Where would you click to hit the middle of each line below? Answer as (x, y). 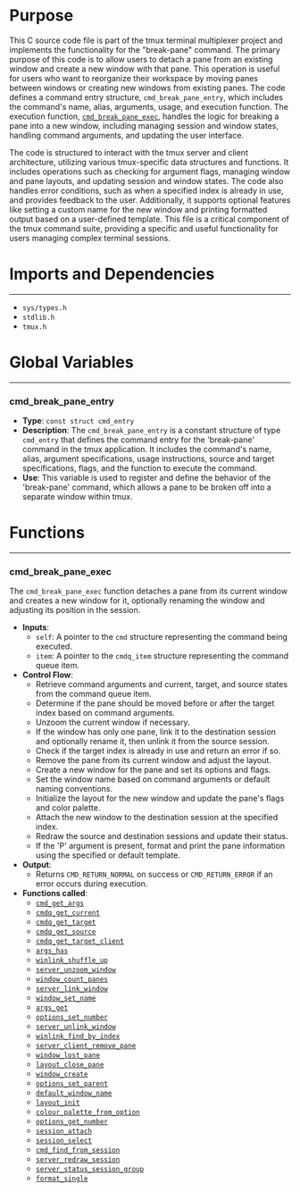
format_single (62, 1179)
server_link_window (72, 989)
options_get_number (72, 1122)
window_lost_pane (68, 1055)
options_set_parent (72, 1084)
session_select (63, 1141)
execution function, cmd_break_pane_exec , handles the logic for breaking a (144, 116)
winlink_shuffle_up (72, 961)
